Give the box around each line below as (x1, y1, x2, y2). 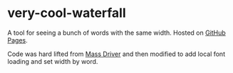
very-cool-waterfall (7, 5, 126, 21)
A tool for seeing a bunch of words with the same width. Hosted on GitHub (7, 28, 226, 37)
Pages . (7, 35, 28, 44)
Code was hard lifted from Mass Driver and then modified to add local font (7, 50, 226, 58)
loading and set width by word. (7, 57, 98, 65)
